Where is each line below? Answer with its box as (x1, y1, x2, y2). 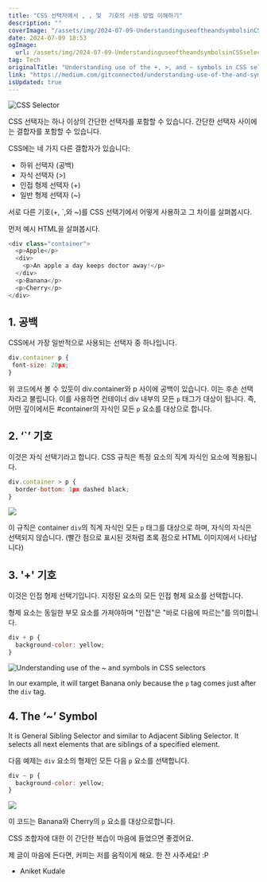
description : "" (8, 19, 62, 27)
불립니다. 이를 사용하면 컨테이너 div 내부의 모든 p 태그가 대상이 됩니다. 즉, (29, 394, 257, 403)
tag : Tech (8, 56, 41, 64)
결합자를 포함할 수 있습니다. (16, 126, 102, 136)
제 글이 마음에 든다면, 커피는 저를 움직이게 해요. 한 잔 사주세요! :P (8, 850, 209, 860)
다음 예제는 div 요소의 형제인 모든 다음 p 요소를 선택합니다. (8, 756, 190, 765)
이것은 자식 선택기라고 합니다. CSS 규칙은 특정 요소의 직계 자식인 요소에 (8, 452, 230, 461)
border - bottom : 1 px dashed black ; (15, 485, 130, 493)
